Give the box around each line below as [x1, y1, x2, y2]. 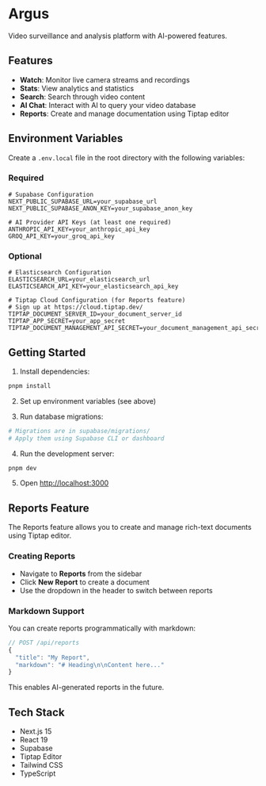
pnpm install [8, 381, 51, 389]
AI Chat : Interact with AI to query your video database [19, 100, 196, 109]
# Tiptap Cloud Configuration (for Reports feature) [8, 297, 186, 305]
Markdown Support [8, 605, 85, 616]
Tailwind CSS [19, 761, 63, 770]
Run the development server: [19, 449, 115, 458]
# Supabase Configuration [8, 190, 93, 198]
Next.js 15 [19, 727, 52, 736]
